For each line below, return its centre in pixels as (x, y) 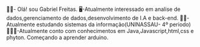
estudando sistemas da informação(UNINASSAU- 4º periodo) (113, 24)
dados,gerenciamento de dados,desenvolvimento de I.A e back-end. (92, 18)
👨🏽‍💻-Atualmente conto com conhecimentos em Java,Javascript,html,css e (100, 31)
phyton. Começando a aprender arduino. (57, 37)
